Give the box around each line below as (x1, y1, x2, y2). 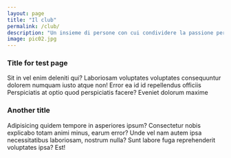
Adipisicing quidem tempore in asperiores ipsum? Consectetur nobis (7, 121, 201, 129)
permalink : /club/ (7, 23, 60, 30)
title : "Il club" (7, 16, 57, 23)
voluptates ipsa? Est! (7, 143, 66, 151)
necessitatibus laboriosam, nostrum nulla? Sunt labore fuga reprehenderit (7, 135, 216, 144)
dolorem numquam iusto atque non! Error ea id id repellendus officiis (7, 81, 201, 89)
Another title (7, 106, 50, 115)
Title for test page (7, 58, 68, 68)
